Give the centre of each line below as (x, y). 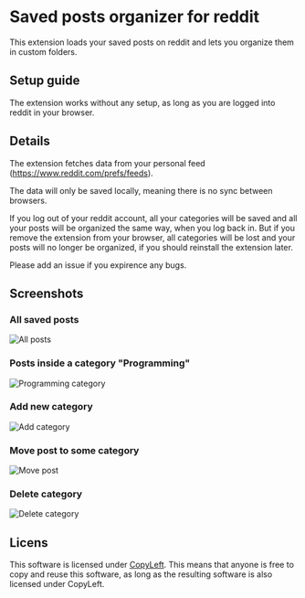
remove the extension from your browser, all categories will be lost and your (152, 237)
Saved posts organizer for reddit (135, 17)
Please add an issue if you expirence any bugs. (98, 265)
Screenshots (47, 293)
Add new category (51, 407)
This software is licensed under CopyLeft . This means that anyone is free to (152, 565)
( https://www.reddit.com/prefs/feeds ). (81, 173)
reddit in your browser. (52, 112)
